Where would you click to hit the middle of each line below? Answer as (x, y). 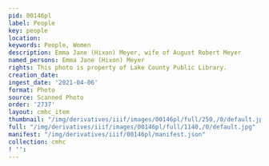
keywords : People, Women (50, 45)
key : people (28, 30)
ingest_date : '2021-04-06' (53, 82)
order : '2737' (32, 105)
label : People (32, 23)
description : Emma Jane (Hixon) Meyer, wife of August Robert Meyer (125, 53)
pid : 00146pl (30, 16)
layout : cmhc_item (39, 113)
